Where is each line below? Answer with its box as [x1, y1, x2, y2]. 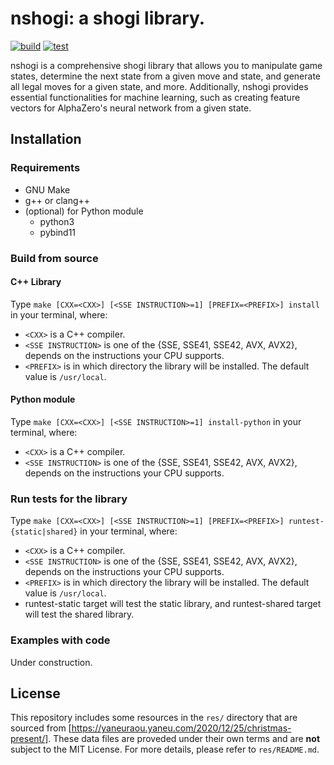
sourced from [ [10, 722, 72, 734]
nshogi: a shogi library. [10, 7, 206, 30]
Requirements [10, 161, 81, 175]
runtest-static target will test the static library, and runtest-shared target [24, 598, 322, 610]
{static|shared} [10, 527, 78, 537]
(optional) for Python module [24, 205, 144, 217]
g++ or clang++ [24, 194, 91, 206]
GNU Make [24, 183, 71, 196]
